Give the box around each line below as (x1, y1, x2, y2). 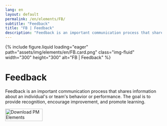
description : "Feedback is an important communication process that (5, 30, 150, 35)
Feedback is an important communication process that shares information (5, 88, 157, 94)
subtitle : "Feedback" (5, 21, 50, 26)
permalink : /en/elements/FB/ (5, 16, 66, 21)
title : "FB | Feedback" (5, 26, 55, 31)
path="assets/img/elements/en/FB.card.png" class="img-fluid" (5, 49, 135, 55)
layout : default (5, 12, 39, 17)
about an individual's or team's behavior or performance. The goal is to (5, 93, 151, 99)
